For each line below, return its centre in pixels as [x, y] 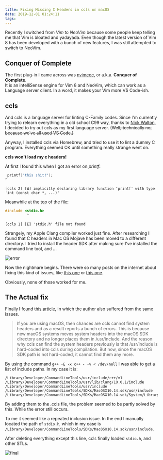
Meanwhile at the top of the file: [37, 202]
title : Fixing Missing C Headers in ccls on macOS [57, 9]
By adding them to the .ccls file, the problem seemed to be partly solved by [80, 404]
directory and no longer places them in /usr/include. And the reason [85, 339]
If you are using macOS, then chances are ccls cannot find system [83, 323]
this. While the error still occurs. [37, 409]
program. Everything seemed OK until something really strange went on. [77, 147]
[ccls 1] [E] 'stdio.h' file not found [45, 224]
